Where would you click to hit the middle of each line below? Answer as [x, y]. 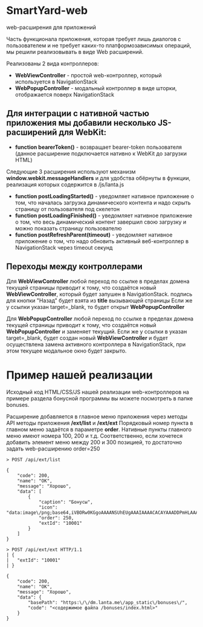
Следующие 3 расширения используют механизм [71, 171]
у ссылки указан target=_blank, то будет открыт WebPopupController [95, 307]
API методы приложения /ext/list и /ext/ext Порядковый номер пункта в [100, 423]
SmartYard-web [47, 11]
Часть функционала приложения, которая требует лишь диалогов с [94, 39]
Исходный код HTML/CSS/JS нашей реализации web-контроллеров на [98, 392]
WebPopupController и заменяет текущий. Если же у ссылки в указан [97, 331]
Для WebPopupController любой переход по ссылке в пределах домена [100, 319]
